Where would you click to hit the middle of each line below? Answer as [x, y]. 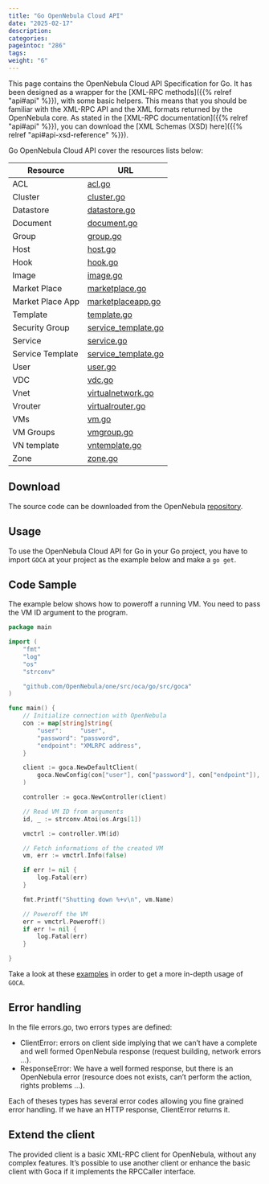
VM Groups [34, 432]
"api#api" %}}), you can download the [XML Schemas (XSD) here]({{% [126, 126]
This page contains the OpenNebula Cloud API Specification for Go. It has [130, 83]
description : [30, 31]
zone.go [103, 458]
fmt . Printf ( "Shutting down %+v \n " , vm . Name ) [98, 899]
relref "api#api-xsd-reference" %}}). [68, 134]
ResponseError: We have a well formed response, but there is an [126, 1068]
